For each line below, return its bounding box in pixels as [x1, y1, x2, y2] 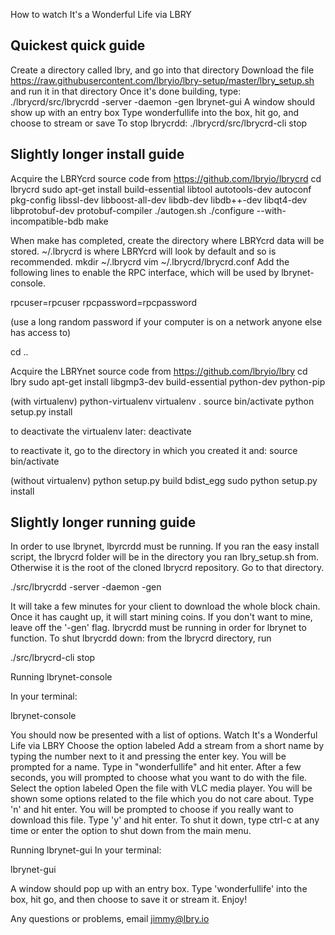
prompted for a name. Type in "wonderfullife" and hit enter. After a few [10, 761, 302, 773]
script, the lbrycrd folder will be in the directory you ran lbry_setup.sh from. [10, 551, 320, 563]
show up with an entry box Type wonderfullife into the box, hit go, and [10, 106, 300, 118]
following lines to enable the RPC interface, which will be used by [10, 266, 280, 278]
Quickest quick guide [10, 37, 146, 54]
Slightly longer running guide [10, 514, 197, 531]
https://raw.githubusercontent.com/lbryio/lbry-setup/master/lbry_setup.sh [10, 74, 315, 86]
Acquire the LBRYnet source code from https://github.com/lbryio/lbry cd [10, 365, 308, 377]
